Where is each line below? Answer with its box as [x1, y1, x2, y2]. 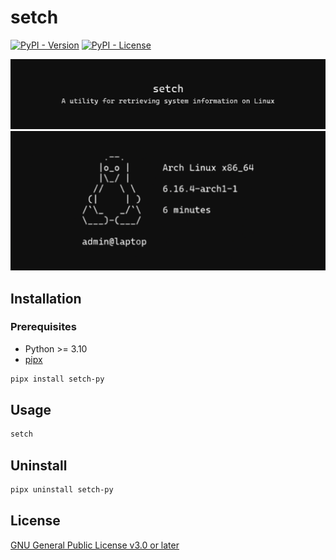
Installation [10, 290, 82, 307]
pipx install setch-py [10, 374, 105, 384]
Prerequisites [10, 320, 77, 334]
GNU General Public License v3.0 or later [10, 539, 180, 551]
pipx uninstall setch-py [10, 485, 114, 495]
